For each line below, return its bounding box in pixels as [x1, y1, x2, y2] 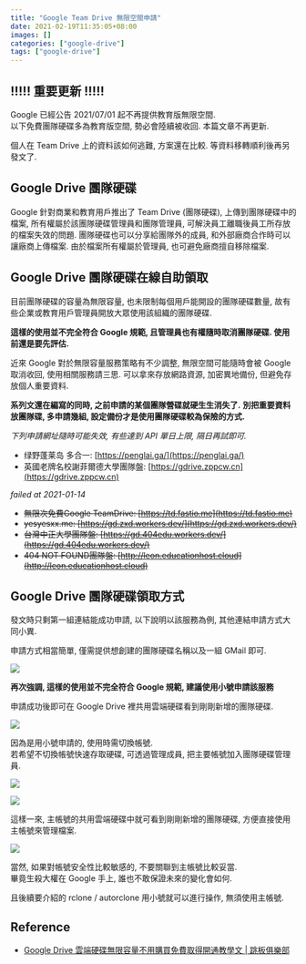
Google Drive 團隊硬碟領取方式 [10, 589, 185, 604]
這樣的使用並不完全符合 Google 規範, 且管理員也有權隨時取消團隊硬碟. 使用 [10, 326, 291, 337]
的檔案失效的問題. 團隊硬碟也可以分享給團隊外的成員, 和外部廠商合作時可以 [10, 229, 291, 240]
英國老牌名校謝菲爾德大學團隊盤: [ [23, 461, 151, 472]
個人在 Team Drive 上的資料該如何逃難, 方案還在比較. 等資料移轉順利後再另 [10, 139, 291, 150]
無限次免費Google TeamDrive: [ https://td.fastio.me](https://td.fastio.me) [23, 508, 293, 518]
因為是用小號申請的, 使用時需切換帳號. [10, 737, 154, 748]
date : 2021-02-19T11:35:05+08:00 [10, 22, 138, 31]
